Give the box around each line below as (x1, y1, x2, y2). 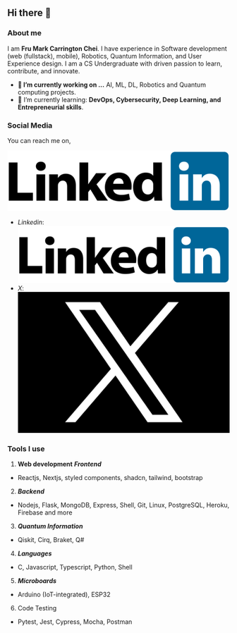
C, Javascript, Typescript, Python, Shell (17, 563, 133, 572)
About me (7, 28, 42, 38)
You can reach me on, (7, 136, 71, 145)
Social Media (7, 121, 53, 130)
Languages (17, 549, 52, 558)
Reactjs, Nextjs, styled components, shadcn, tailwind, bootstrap (17, 474, 203, 482)
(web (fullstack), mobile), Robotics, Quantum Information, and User (7, 51, 202, 60)
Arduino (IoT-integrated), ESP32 (17, 590, 111, 599)
